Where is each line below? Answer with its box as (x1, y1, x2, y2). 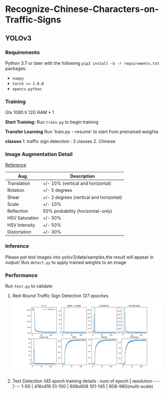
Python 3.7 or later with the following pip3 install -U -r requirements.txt (5, 60, 160, 66)
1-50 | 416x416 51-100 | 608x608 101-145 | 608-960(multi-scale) (21, 384, 154, 390)
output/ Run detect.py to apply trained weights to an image (5, 259, 127, 265)
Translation (7, 180, 30, 186)
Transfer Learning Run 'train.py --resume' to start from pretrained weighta (5, 129, 159, 135)
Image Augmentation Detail (5, 151, 73, 158)
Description (70, 173, 95, 179)
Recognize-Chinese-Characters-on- (5, 3, 159, 15)
